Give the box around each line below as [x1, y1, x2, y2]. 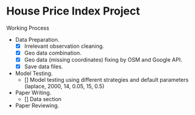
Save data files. [24, 63, 63, 70]
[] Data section [24, 96, 62, 103]
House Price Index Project [6, 4, 140, 18]
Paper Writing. [15, 89, 52, 96]
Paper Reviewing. [15, 102, 60, 110]
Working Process [6, 24, 50, 31]
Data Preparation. [15, 36, 60, 43]
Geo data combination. [24, 50, 82, 56]
